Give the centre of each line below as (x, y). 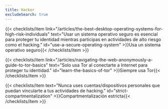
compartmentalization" (29, 96)
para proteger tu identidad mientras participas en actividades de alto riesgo (83, 39)
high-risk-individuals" (28, 34)
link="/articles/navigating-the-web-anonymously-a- (99, 59)
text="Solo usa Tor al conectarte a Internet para (98, 65)
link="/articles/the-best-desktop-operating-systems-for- (104, 28)
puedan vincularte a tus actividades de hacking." (56, 90)
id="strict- (118, 90)
